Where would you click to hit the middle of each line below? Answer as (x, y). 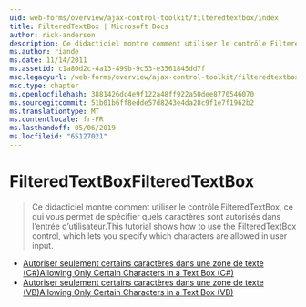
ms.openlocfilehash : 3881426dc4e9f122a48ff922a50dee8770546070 (132, 94)
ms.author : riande (44, 52)
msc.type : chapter (44, 86)
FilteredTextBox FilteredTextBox (132, 182)
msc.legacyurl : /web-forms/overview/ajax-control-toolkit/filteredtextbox (154, 77)
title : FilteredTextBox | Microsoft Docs (89, 26)
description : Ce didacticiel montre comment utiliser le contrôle (138, 43)
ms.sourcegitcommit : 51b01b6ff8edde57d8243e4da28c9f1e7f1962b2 (132, 102)
